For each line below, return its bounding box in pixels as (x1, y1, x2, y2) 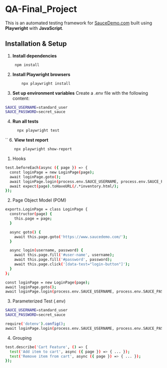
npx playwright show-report (14, 147, 72, 152)
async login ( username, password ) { (9, 248, 83, 253)
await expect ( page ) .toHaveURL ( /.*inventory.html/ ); (9, 184, 119, 189)
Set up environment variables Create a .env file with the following (12, 90, 148, 96)
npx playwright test (17, 128, 60, 133)
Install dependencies (12, 53, 57, 59)
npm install (14, 62, 40, 68)
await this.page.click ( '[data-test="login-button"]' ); (14, 262, 130, 267)
